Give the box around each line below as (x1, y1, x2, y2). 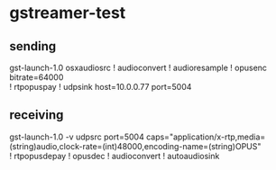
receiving (9, 107, 64, 123)
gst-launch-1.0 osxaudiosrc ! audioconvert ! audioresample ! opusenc (9, 62, 268, 73)
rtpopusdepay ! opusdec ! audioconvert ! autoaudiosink (13, 150, 220, 161)
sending (9, 39, 57, 54)
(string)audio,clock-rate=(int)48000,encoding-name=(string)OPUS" (9, 140, 262, 151)
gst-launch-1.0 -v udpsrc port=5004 (9, 131, 144, 142)
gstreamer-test (9, 3, 126, 23)
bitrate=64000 (9, 72, 64, 83)
